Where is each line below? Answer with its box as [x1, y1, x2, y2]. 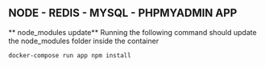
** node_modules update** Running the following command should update [8, 27, 257, 37]
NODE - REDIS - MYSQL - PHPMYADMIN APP [8, 6, 238, 20]
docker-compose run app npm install [8, 51, 131, 59]
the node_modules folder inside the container [8, 36, 159, 45]
